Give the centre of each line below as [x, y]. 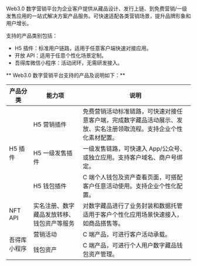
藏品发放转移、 [54, 214]
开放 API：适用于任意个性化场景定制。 [61, 55]
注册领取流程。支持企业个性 [145, 129]
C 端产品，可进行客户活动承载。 [127, 234]
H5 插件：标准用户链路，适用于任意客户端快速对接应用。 [83, 48]
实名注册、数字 [54, 206]
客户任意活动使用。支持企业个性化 [130, 186]
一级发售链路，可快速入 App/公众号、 [134, 149]
